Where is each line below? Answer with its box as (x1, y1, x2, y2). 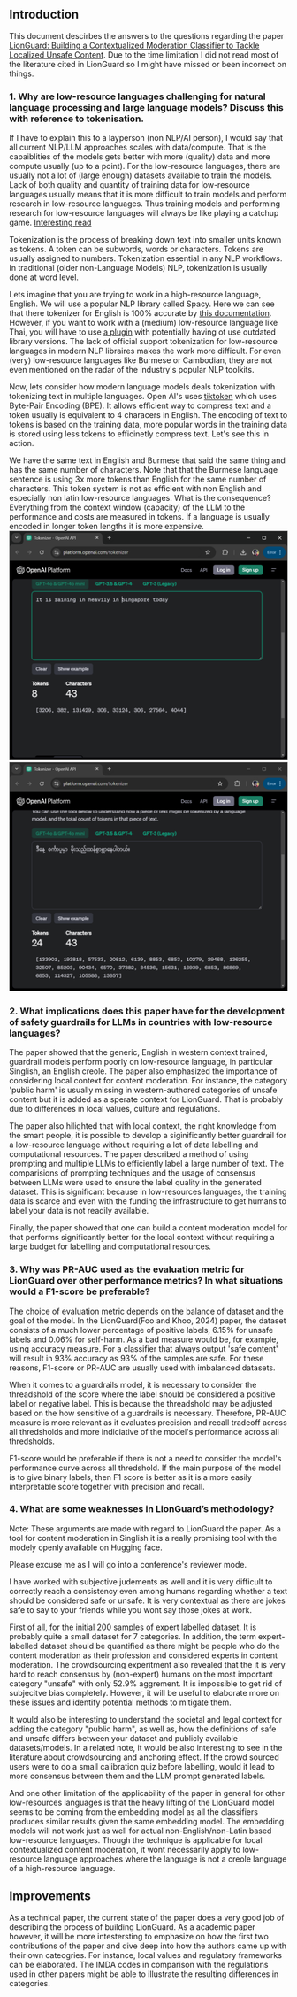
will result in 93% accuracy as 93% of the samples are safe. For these (9, 1353, 264, 1363)
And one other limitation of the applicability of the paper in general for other (9, 1787, 286, 1798)
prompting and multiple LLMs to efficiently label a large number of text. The (9, 1159, 285, 1169)
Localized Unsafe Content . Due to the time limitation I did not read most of (9, 49, 279, 60)
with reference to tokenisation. (9, 112, 144, 125)
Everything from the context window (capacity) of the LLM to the (9, 502, 246, 513)
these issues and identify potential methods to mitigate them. (9, 1697, 232, 1708)
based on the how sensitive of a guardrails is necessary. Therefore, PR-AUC (9, 1407, 286, 1418)
